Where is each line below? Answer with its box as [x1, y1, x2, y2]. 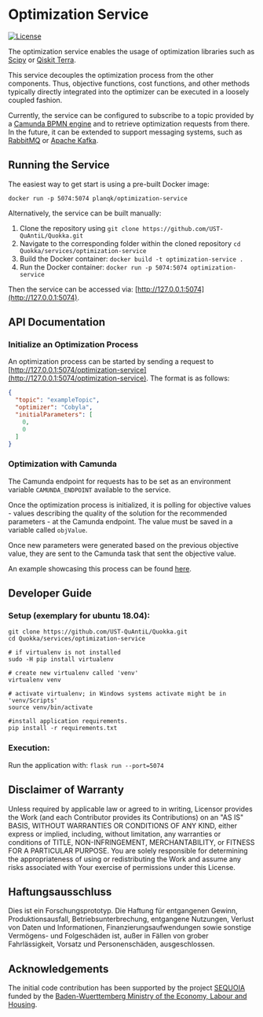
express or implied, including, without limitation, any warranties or [8, 829, 221, 839]
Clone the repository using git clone [19, 223, 140, 233]
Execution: [8, 743, 50, 754]
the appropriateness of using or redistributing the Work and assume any [8, 854, 242, 864]
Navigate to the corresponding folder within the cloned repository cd [19, 238, 241, 248]
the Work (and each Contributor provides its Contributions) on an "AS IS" [8, 812, 244, 822]
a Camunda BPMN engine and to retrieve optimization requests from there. [8, 119, 250, 128]
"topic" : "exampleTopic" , [15, 396, 100, 404]
